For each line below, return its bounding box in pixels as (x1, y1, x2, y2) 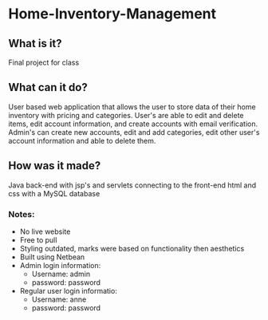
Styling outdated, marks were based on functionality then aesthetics (19, 243, 245, 253)
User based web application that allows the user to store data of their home (8, 101, 257, 112)
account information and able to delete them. (8, 136, 156, 145)
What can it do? (8, 81, 88, 94)
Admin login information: (19, 260, 101, 270)
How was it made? (8, 159, 101, 172)
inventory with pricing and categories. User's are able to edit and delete (8, 110, 245, 120)
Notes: (8, 208, 35, 219)
